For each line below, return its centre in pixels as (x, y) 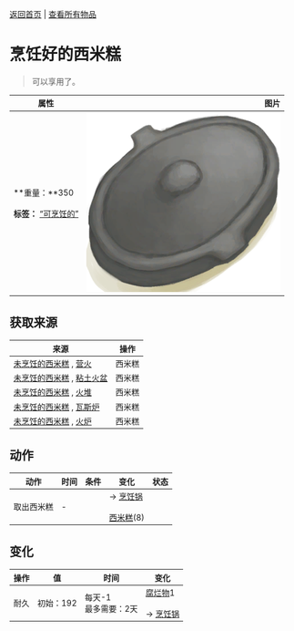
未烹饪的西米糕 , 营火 (53, 363)
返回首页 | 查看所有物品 (53, 14)
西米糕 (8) (127, 517)
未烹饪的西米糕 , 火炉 (53, 421)
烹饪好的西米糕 (66, 55)
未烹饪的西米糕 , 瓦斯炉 (56, 407)
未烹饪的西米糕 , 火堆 (53, 392)
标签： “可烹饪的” (46, 214)
